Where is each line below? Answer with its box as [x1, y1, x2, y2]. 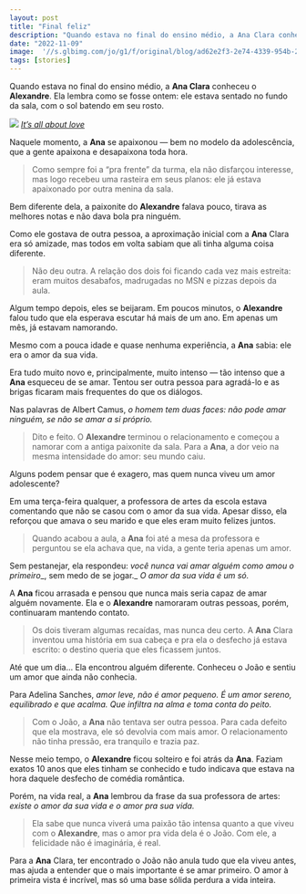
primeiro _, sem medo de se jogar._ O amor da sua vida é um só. [9, 570, 250, 580]
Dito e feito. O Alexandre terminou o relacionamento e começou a [31, 431, 280, 442]
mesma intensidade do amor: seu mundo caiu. [31, 451, 206, 462]
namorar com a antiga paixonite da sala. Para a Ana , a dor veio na [31, 442, 280, 452]
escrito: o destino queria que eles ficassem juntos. [31, 644, 221, 655]
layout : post [9, 13, 59, 23]
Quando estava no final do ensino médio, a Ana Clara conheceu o [9, 81, 257, 91]
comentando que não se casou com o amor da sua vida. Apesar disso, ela [9, 505, 288, 516]
